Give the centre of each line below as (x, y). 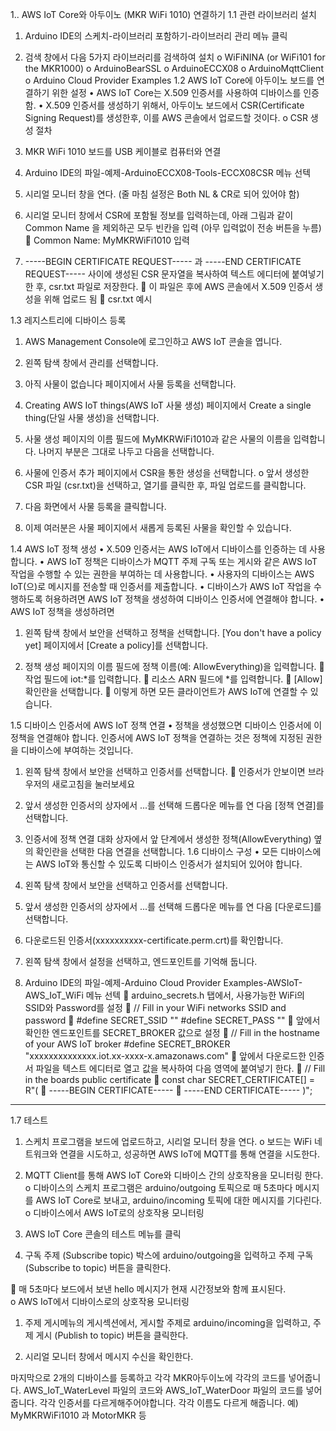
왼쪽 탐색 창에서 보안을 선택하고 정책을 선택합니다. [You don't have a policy (173, 632)
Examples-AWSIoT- (263, 982)
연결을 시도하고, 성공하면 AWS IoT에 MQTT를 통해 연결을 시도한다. (189, 1154)
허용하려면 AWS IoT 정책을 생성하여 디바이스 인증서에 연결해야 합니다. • (184, 599)
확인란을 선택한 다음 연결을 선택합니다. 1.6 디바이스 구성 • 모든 (157, 851)
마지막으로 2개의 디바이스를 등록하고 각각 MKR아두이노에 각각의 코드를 (148, 1377)
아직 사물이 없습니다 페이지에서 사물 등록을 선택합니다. (130, 384)
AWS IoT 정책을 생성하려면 (62, 611)
